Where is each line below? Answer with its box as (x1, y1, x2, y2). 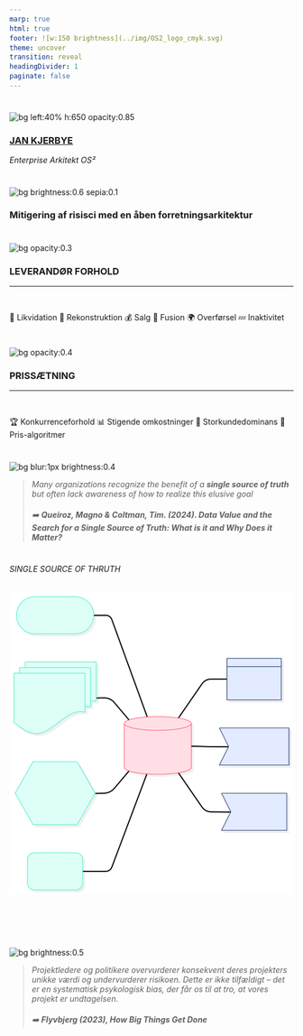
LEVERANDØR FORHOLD (9, 264, 120, 277)
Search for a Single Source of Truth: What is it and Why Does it (31, 523, 273, 533)
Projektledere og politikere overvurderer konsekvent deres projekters (31, 964, 288, 975)
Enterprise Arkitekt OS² (9, 154, 96, 166)
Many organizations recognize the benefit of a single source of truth (31, 478, 289, 489)
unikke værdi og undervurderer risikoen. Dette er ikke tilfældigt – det (31, 974, 286, 985)
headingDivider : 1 (9, 62, 78, 71)
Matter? (31, 532, 63, 543)
